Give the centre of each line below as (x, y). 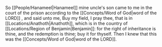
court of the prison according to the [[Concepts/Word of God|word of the (81, 13)
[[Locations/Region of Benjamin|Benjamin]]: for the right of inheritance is (80, 29)
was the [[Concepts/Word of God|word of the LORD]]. (61, 39)
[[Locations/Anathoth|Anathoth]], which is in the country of (66, 23)
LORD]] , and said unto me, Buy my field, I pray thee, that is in (69, 18)
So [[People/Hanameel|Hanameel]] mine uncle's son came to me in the (79, 8)
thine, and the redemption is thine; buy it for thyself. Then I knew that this (81, 34)
